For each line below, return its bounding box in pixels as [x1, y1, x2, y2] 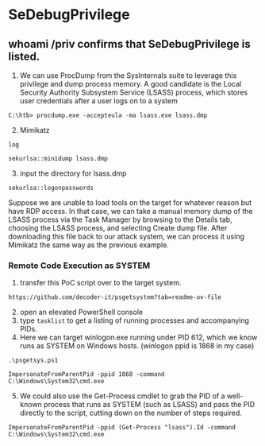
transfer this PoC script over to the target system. [19, 278, 182, 288]
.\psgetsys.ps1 [8, 356, 59, 365]
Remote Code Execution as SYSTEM [8, 260, 151, 271]
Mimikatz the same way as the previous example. [8, 240, 169, 250]
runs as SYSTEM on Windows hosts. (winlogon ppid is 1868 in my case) [19, 341, 255, 351]
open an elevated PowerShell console [19, 308, 144, 317]
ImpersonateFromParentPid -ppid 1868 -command [8, 370, 165, 378]
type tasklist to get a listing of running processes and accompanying [19, 316, 250, 325]
